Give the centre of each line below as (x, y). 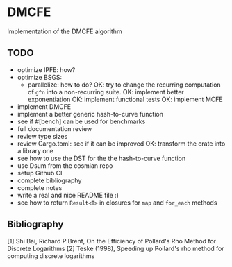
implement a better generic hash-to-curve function (90, 114)
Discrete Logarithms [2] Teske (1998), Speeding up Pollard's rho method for (116, 248)
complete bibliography (49, 180)
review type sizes (42, 136)
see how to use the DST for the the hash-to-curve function (101, 158)
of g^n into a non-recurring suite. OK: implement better (106, 92)
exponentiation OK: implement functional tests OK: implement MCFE (125, 99)
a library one (35, 150)
